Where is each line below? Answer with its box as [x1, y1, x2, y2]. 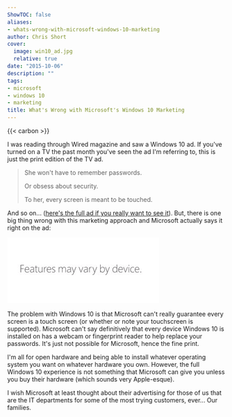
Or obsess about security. [24, 182, 99, 190]
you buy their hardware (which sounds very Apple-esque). [7, 375, 175, 383]
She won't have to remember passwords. [24, 168, 142, 177]
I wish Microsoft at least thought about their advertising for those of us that [7, 388, 222, 397]
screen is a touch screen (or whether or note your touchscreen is [7, 317, 193, 325]
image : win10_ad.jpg [13, 48, 73, 55]
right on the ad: [7, 223, 51, 232]
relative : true [13, 56, 58, 63]
